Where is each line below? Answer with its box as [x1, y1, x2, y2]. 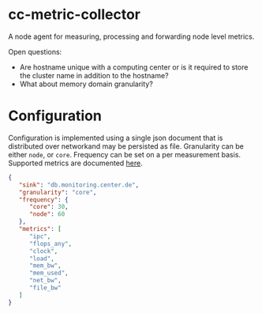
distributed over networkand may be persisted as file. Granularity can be [8, 141, 245, 151]
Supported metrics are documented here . [8, 158, 144, 168]
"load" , [28, 255, 55, 263]
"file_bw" [28, 284, 62, 292]
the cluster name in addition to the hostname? [19, 70, 169, 80]
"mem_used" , [28, 269, 69, 278]
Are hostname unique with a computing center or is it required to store [19, 62, 249, 72]
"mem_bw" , [28, 262, 62, 270]
